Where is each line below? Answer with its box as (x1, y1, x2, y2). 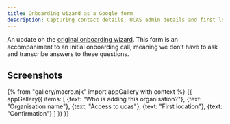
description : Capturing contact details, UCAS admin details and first (7, 16, 216, 23)
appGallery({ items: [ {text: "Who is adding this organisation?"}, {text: (7, 95, 202, 103)
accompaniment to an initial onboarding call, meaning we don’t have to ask (7, 42, 218, 51)
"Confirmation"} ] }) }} (7, 110, 70, 118)
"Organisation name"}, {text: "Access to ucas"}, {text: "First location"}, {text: (7, 102, 222, 110)
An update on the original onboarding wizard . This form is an (7, 35, 179, 43)
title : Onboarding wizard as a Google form (7, 10, 133, 17)
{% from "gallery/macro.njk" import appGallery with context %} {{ (7, 88, 192, 96)
